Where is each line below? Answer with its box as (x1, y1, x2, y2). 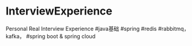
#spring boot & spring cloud (26, 32, 96, 40)
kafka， (5, 32, 25, 40)
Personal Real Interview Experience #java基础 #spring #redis (5, 25, 157, 32)
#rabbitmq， (158, 25, 190, 32)
